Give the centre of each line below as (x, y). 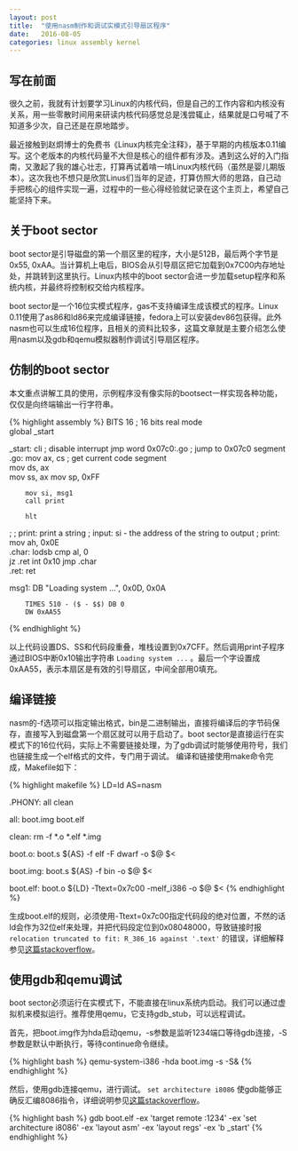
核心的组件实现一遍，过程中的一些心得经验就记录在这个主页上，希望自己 (157, 189)
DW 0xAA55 (43, 612)
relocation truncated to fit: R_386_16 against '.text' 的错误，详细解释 (147, 938)
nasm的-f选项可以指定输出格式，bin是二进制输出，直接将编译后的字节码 (141, 722)
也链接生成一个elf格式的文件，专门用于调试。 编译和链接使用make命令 (137, 756)
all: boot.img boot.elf (47, 819)
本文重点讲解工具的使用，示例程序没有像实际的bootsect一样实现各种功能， (145, 393)
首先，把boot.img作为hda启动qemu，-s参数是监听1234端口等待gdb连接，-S (149, 1033)
